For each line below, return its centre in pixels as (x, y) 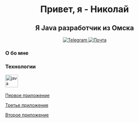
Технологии (21, 67)
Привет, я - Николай (85, 9)
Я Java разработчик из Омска (85, 28)
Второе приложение (27, 115)
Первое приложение (27, 96)
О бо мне (17, 53)
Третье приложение (27, 105)
